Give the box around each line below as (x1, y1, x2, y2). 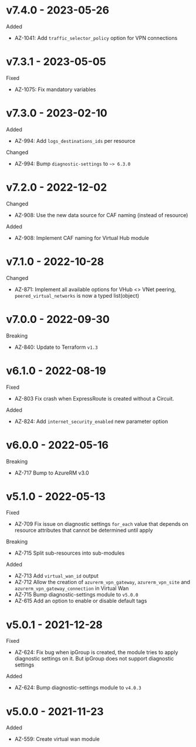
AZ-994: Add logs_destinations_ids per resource (14, 137, 136, 144)
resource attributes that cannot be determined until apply (14, 527, 153, 534)
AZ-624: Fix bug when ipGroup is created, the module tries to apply (14, 649, 178, 656)
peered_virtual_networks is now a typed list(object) (14, 292, 140, 299)
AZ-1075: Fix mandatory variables (14, 86, 96, 93)
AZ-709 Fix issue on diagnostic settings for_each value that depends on (14, 521, 189, 528)
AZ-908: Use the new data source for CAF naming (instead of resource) (14, 211, 188, 218)
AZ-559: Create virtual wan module (14, 736, 100, 743)
